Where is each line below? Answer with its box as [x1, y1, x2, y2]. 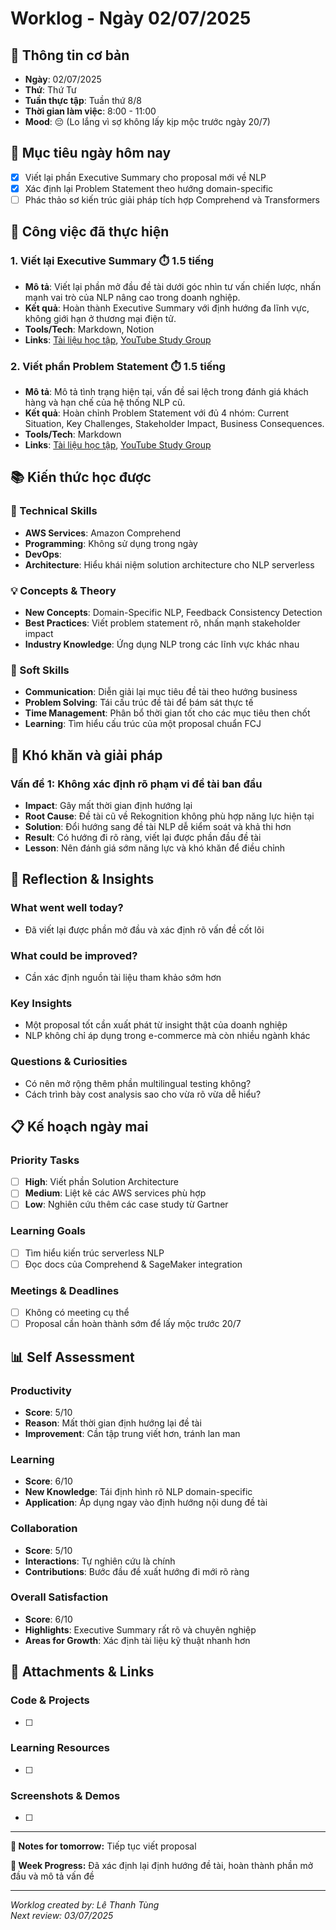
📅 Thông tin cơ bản [10, 47, 130, 64]
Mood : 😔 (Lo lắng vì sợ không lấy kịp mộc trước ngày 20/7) [24, 116, 271, 127]
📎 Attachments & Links [10, 1663, 155, 1681]
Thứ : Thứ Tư [24, 84, 77, 96]
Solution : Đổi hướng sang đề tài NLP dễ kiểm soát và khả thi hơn [24, 820, 292, 832]
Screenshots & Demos [10, 1788, 121, 1802]
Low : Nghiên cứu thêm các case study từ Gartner [24, 1198, 229, 1211]
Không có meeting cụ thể [24, 1307, 130, 1319]
